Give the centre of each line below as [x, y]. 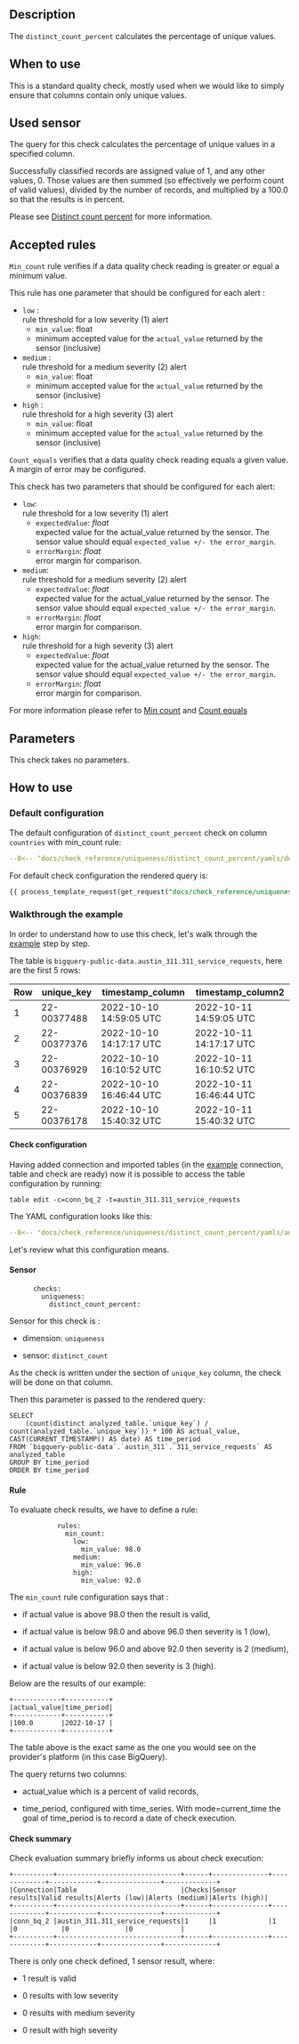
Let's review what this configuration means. [89, 1250]
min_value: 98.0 [111, 1550]
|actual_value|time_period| [61, 1708]
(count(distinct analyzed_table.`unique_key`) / [117, 1424]
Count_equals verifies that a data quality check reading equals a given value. [149, 460]
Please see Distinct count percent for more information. [111, 216]
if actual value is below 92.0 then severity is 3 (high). [119, 1666]
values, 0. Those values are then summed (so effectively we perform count [147, 181]
